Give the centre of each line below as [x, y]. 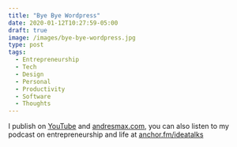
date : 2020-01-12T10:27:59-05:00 [63, 23]
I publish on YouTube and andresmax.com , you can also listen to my [118, 126]
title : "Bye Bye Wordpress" [55, 15]
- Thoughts [33, 104]
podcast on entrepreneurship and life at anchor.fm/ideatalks [106, 134]
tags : [17, 52]
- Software [33, 96]
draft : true [28, 30]
